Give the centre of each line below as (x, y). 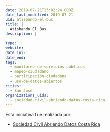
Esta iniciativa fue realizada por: (39, 115)
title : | (14, 24)
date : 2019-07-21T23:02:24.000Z (39, 10)
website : (14, 48)
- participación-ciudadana (38, 76)
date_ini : (16, 52)
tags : (11, 62)
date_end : (16, 57)
